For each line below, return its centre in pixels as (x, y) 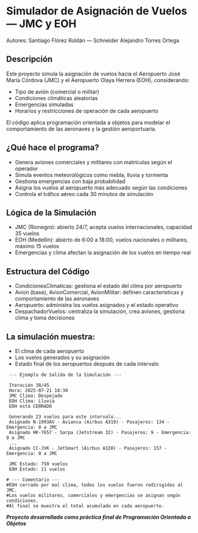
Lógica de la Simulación (51, 213)
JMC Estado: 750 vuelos (38, 464)
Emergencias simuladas (44, 104)
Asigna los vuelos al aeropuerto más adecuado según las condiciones (101, 188)
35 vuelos (27, 234)
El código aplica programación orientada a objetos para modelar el (88, 122)
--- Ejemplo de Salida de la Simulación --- (65, 375)
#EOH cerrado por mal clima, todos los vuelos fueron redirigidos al (95, 485)
